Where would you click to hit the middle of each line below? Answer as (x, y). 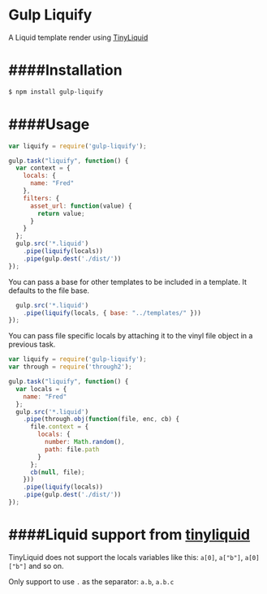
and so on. (46, 566)
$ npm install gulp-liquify (56, 92)
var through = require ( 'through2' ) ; (70, 367)
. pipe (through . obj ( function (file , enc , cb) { (101, 420)
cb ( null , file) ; (57, 472)
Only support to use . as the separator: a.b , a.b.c (91, 581)
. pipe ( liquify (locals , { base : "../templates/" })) (112, 313)
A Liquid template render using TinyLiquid (78, 37)
